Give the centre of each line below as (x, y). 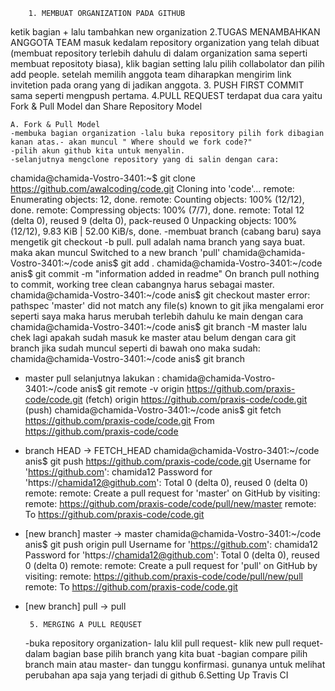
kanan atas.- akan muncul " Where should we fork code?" (131, 142)
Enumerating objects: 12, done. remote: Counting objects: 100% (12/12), (157, 199)
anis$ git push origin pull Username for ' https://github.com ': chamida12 (171, 544)
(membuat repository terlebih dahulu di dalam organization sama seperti (159, 53)
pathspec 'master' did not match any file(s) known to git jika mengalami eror (167, 305)
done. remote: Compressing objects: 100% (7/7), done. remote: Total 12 (157, 210)
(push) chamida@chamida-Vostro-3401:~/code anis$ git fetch (153, 410)
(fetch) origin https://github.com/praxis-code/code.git (196, 399)
